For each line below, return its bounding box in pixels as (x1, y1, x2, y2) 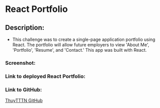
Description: (5, 23, 45, 32)
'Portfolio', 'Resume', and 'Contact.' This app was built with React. (12, 47, 147, 53)
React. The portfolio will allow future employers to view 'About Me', (12, 42, 150, 48)
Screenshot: (5, 59, 36, 66)
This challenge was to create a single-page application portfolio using (12, 36, 156, 42)
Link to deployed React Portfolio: (5, 73, 85, 80)
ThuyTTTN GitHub (5, 98, 43, 104)
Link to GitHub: (5, 86, 42, 93)
